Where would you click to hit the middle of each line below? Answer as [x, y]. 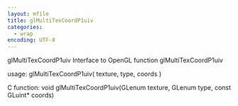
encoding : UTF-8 [31, 40]
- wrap [23, 34]
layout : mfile [28, 14]
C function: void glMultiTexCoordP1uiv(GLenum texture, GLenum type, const [119, 88]
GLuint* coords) [31, 95]
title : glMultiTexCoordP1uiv [50, 20]
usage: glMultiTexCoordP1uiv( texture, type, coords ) [85, 74]
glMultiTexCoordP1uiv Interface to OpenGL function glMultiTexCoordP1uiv [115, 60]
